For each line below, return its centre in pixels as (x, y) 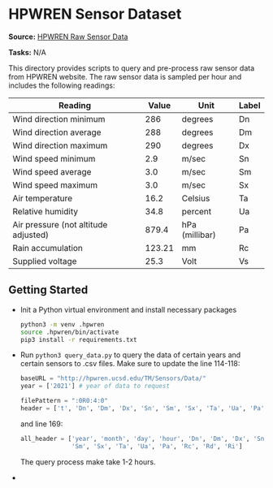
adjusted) (31, 235)
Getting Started (48, 290)
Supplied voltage (45, 261)
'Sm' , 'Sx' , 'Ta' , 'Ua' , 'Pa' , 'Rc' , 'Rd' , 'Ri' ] (157, 446)
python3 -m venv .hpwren (62, 324)
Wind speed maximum (55, 185)
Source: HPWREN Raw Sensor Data (68, 37)
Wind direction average (57, 132)
